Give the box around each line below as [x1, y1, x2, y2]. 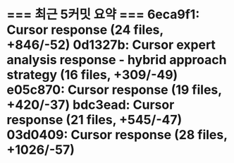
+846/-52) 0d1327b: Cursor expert [6, 37, 216, 53]
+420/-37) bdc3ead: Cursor [6, 97, 175, 113]
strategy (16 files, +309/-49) [6, 67, 178, 83]
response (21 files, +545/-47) [6, 112, 183, 128]
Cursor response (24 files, [6, 22, 164, 38]
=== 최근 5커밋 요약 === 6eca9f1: [6, 6, 200, 23]
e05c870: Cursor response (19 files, [6, 82, 222, 98]
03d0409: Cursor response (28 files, [6, 127, 228, 143]
